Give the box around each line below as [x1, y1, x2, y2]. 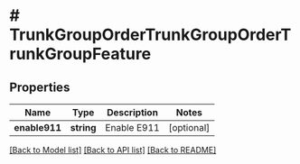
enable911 [14, 122, 61, 133]
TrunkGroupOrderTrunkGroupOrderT [9, 24, 292, 45]
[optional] [168, 122, 211, 133]
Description [107, 106, 158, 118]
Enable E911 [105, 122, 160, 133]
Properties [9, 79, 70, 95]
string [70, 122, 97, 133]
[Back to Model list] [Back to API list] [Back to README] [9, 145, 217, 155]
